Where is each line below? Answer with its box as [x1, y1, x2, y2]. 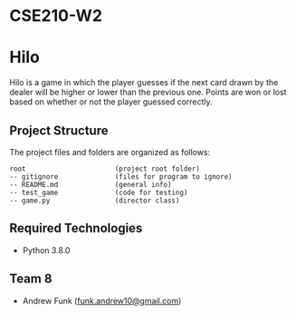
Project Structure [9, 123, 109, 138]
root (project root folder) [9, 164, 201, 173]
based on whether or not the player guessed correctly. [9, 96, 213, 107]
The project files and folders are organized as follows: [9, 146, 211, 157]
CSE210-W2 [9, 5, 102, 26]
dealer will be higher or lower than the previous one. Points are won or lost [9, 87, 287, 98]
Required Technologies [9, 221, 143, 236]
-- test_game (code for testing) [9, 188, 188, 197]
